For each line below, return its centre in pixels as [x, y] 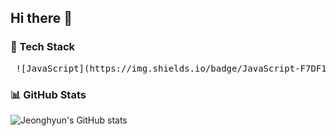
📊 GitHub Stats [48, 94]
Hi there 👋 [41, 18]
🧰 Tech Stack [43, 47]
